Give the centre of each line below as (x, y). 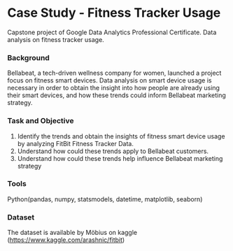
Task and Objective (41, 121)
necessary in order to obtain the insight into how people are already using (114, 88)
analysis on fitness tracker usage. (56, 39)
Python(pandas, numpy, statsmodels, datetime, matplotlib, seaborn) (105, 199)
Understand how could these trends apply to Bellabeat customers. (113, 151)
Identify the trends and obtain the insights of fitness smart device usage (121, 136)
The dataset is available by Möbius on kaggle (72, 233)
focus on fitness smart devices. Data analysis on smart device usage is (110, 80)
